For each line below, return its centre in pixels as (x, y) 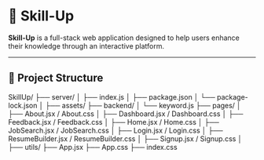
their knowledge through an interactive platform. (86, 45)
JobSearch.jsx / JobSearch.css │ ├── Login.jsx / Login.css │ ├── (116, 130)
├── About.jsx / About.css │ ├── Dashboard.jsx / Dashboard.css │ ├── (126, 114)
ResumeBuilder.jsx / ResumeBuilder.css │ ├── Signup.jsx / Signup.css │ (125, 138)
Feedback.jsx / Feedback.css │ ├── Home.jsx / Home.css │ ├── (114, 122)
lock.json (23, 105)
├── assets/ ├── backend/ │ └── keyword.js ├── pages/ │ (143, 105)
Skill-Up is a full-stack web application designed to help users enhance (124, 38)
